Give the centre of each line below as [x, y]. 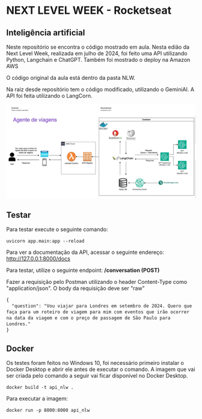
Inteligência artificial [46, 33]
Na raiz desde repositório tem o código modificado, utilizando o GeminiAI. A [100, 89]
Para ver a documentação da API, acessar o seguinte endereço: [85, 252]
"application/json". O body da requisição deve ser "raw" [76, 288]
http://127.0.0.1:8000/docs [38, 259]
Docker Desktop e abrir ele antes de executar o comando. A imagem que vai [101, 369]
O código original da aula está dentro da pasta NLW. [71, 78]
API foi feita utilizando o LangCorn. [49, 96]
